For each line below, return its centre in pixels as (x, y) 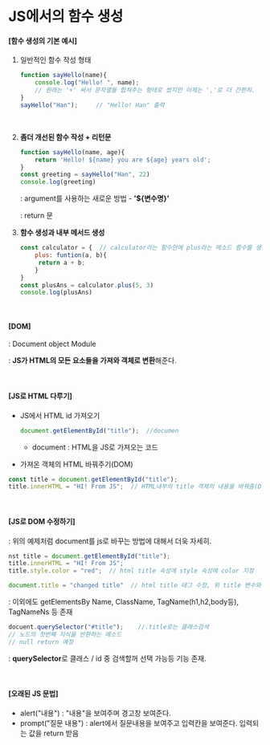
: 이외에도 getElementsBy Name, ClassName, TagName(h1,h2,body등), (124, 602)
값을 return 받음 (53, 733)
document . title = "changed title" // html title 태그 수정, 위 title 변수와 (135, 586)
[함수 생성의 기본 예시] (43, 40)
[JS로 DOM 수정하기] (42, 521)
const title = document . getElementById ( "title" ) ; (93, 479)
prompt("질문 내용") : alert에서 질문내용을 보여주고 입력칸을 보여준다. (129, 723)
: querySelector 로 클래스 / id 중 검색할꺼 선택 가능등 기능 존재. (107, 658)
